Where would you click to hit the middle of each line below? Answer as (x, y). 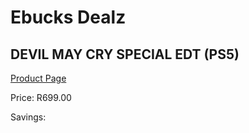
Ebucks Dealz (68, 17)
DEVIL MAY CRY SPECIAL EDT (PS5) (125, 54)
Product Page (38, 78)
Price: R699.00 (41, 97)
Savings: (28, 117)
